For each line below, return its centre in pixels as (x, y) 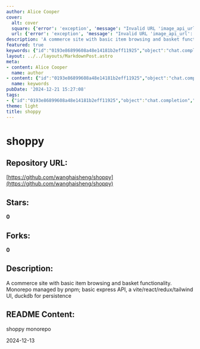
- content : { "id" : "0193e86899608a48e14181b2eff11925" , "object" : (87, 78)
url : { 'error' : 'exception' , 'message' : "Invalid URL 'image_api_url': (102, 34)
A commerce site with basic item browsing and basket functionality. (89, 283)
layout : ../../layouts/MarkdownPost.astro (60, 56)
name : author (28, 73)
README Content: (40, 315)
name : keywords (30, 84)
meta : (13, 61)
